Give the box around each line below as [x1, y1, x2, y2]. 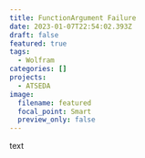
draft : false [9, 30, 59, 39]
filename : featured [17, 98, 92, 108]
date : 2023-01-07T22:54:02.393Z [9, 22, 132, 31]
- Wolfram [17, 56, 55, 65]
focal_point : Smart [17, 107, 92, 116]
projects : [9, 73, 47, 82]
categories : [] [9, 65, 67, 74]
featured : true [9, 38, 67, 48]
